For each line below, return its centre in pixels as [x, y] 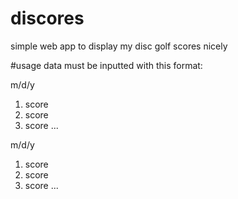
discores [47, 18]
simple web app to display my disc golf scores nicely [119, 46]
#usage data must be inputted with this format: [106, 65]
